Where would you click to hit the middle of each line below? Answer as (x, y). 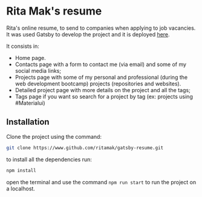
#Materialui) (30, 103)
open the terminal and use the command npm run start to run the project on (101, 182)
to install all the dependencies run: (49, 159)
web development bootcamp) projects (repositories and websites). (98, 84)
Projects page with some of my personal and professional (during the (101, 77)
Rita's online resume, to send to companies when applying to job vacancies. (101, 28)
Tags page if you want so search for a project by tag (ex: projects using (104, 96)
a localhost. (21, 189)
